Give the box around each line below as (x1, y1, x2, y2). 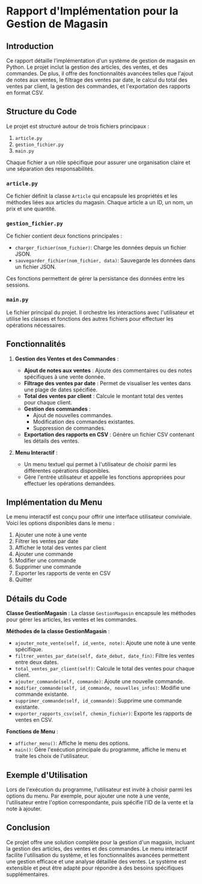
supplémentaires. (6, 870, 49, 878)
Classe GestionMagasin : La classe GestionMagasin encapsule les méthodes (6, 610, 196, 617)
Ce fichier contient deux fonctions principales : (6, 232, 123, 239)
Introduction (6, 41, 54, 51)
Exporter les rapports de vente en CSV (14, 570, 111, 577)
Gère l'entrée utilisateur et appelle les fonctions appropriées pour (23, 473, 186, 481)
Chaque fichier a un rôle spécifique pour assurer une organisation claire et (6, 159, 191, 166)
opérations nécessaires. (6, 321, 66, 329)
